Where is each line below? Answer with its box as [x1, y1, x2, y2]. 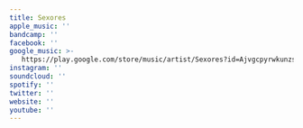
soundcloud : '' [9, 72, 67, 81]
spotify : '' [9, 80, 54, 89]
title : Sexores [9, 13, 67, 23]
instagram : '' [9, 64, 63, 73]
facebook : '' [9, 38, 59, 48]
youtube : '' [9, 105, 54, 114]
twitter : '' [9, 88, 54, 97]
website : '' [9, 96, 54, 106]
